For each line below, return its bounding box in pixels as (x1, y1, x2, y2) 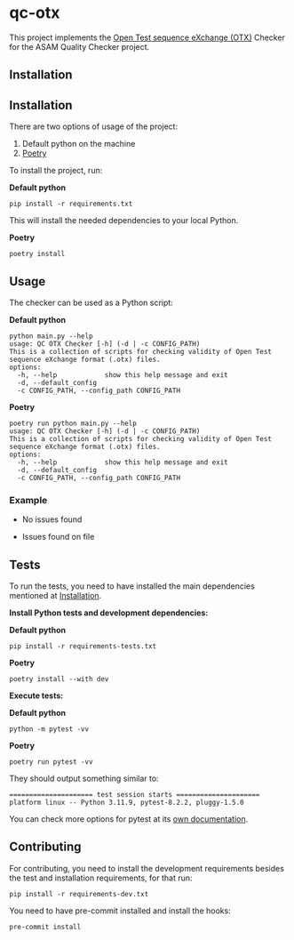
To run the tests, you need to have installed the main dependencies (9, 581, 255, 591)
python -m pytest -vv (9, 725, 90, 734)
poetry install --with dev (9, 675, 109, 684)
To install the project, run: (9, 165, 103, 176)
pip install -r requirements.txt (9, 199, 133, 209)
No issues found (21, 514, 83, 525)
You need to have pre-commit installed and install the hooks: (9, 905, 231, 916)
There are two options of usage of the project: (9, 121, 179, 132)
